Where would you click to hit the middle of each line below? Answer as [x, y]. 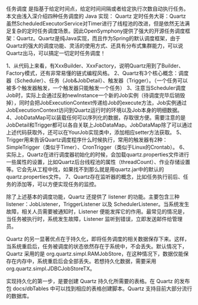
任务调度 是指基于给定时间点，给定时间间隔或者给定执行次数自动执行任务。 [98, 9]
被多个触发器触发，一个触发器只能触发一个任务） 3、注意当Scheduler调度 [96, 88]
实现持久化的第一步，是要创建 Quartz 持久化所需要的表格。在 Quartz [90, 281]
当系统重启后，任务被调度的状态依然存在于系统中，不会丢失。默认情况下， [97, 246]
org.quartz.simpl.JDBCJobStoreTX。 [51, 269]
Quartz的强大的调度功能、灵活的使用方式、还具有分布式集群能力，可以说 [95, 46]
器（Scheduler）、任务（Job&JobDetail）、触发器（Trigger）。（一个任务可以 [97, 81]
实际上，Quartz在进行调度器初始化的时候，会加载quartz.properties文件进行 [98, 155]
